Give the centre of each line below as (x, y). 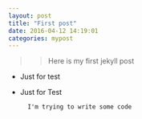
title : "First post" (43, 23)
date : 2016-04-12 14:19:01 (53, 31)
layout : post (30, 16)
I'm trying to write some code (80, 107)
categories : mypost (41, 38)
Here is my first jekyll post (91, 61)
